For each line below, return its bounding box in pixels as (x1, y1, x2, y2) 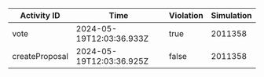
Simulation (211, 10, 252, 20)
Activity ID (20, 10, 60, 20)
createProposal (12, 51, 69, 61)
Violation (168, 10, 204, 20)
